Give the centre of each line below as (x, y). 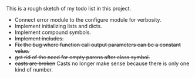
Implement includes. (39, 38)
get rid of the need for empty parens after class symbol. (82, 57)
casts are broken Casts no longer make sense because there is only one (102, 63)
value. (22, 51)
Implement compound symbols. (53, 32)
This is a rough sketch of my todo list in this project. (68, 9)
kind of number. (34, 69)
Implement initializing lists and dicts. (58, 26)
